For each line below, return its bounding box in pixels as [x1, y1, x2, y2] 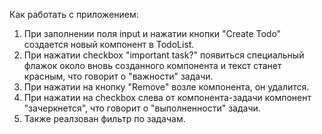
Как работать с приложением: [9, 9, 139, 20]
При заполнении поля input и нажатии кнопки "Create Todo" [23, 28, 282, 39]
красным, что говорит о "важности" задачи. [23, 70, 214, 82]
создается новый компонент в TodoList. [23, 39, 195, 50]
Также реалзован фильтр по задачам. [23, 113, 186, 124]
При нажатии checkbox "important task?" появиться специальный [23, 49, 305, 61]
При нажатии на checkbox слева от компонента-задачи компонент [23, 92, 312, 103]
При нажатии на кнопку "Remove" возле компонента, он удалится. [23, 81, 310, 93]
